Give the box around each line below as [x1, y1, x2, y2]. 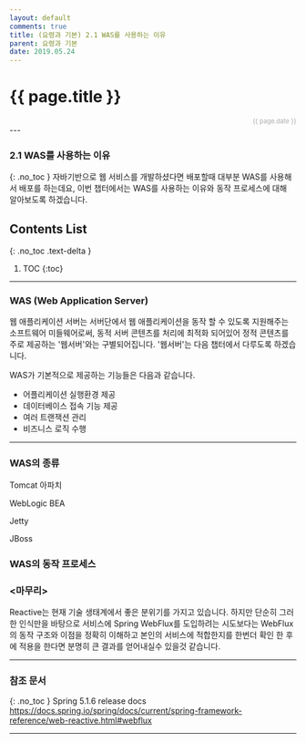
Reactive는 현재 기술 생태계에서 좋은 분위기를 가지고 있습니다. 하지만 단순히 [9, 606, 278, 617]
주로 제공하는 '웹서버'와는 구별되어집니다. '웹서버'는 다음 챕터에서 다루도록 [9, 339, 272, 350]
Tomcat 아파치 [9, 480, 62, 490]
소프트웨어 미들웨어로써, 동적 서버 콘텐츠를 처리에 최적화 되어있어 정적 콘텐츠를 [9, 327, 290, 338]
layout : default [9, 13, 71, 23]
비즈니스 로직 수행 [22, 423, 87, 434]
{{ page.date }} [251, 117, 297, 126]
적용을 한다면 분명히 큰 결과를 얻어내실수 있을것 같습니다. [18, 640, 221, 652]
